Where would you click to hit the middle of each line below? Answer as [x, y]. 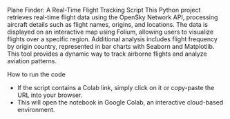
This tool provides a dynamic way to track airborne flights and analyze [107, 54]
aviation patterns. [32, 61]
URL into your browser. [50, 95]
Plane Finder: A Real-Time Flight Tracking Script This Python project [104, 10]
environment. [36, 110]
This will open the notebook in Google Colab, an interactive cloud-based [120, 102]
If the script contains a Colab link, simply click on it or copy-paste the [116, 88]
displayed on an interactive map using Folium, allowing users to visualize [111, 32]
